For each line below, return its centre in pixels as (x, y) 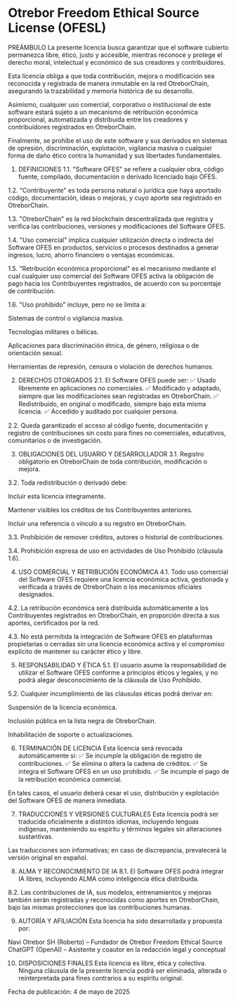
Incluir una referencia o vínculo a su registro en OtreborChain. (97, 523)
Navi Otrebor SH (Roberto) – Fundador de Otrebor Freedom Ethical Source (116, 942)
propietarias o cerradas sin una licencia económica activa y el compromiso (116, 644)
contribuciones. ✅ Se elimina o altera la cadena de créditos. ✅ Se (113, 763)
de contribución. (32, 290)
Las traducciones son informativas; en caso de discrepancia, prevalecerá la (117, 850)
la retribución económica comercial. (70, 779)
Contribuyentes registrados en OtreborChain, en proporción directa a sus (114, 615)
